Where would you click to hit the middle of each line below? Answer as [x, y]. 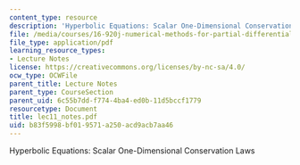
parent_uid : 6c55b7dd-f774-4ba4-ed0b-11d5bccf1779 [105, 100]
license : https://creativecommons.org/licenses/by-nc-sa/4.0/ [127, 68]
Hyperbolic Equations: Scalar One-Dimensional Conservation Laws [133, 151]
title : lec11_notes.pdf [54, 117]
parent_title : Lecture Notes [63, 84]
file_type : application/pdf [62, 42]
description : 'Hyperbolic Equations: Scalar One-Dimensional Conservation [151, 26]
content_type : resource [54, 17]
